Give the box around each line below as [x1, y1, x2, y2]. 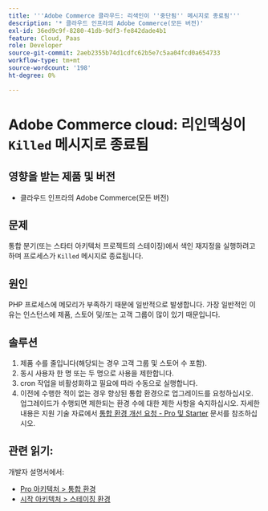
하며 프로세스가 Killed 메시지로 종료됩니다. [8, 251, 144, 261]
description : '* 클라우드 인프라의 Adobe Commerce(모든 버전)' [8, 19, 205, 27]
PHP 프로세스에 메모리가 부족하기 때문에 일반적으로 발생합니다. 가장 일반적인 [8, 300, 247, 310]
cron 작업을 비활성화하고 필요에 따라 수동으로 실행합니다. [19, 379, 198, 388]
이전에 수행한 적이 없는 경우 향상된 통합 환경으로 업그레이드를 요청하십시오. [19, 388, 254, 398]
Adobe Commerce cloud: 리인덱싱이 [8, 116, 246, 133]
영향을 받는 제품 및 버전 [8, 170, 116, 184]
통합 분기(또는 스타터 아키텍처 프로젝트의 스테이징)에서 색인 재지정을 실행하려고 [8, 241, 256, 251]
